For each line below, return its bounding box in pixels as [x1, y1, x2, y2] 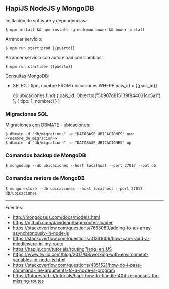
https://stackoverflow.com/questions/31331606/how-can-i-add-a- [12, 235, 150, 241]
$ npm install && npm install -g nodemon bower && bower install [5, 27, 145, 32]
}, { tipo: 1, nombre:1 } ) [12, 98, 60, 104]
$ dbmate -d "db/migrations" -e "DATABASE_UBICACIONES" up [5, 140, 132, 145]
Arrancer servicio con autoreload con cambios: [5, 54, 103, 60]
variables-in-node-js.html [12, 256, 66, 263]
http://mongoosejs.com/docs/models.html [12, 214, 100, 220]
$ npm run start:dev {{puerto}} [5, 64, 73, 69]
